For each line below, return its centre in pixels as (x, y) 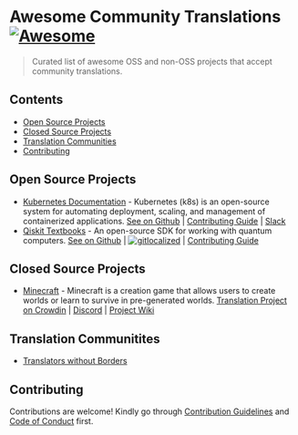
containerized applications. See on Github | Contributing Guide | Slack (154, 221)
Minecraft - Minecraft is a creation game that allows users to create (149, 291)
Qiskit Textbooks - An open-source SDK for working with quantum (147, 231)
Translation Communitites (85, 339)
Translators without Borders (75, 361)
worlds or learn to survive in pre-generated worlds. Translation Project (154, 300)
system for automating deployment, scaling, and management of (144, 211)
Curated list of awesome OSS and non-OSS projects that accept (152, 61)
